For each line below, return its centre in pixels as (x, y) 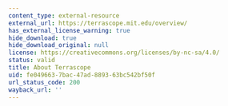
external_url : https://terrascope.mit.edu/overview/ (98, 23)
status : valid (32, 61)
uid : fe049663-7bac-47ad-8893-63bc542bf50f (82, 75)
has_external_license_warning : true (69, 30)
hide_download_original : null (59, 45)
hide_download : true (43, 38)
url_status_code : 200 (44, 82)
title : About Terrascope (50, 68)
